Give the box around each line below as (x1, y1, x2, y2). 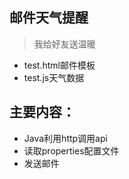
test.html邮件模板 (23, 59, 96, 71)
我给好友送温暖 (33, 38, 96, 50)
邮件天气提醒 (9, 9, 89, 27)
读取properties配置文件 (23, 144, 120, 157)
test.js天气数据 (23, 71, 85, 83)
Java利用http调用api (23, 132, 108, 144)
